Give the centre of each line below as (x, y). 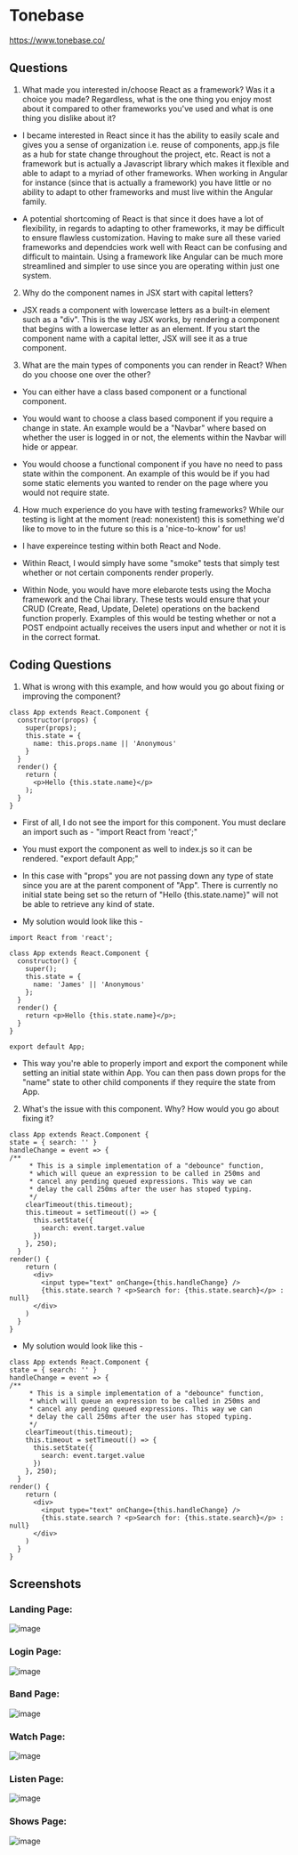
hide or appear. (50, 447)
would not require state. (65, 492)
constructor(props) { (57, 720)
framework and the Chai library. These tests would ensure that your (146, 599)
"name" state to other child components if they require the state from (149, 1081)
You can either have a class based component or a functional (134, 392)
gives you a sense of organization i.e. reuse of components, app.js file (151, 144)
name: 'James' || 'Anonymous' (89, 984)
